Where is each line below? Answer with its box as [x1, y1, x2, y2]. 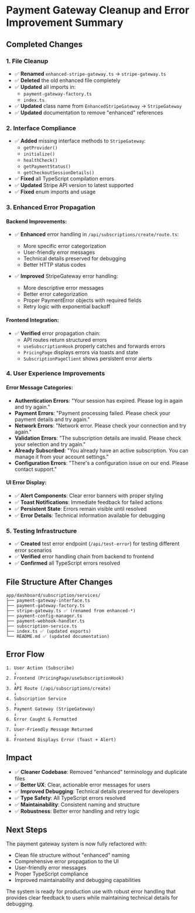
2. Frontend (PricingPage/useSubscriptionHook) [6, 675, 125, 681]
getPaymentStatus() [23, 164, 71, 170]
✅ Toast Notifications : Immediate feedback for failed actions [14, 498, 163, 505]
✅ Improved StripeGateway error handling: [14, 273, 118, 280]
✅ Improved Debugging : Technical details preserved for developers [14, 788, 180, 795]
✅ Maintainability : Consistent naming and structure [14, 801, 140, 808]
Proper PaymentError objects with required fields [23, 297, 142, 304]
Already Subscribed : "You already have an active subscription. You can [14, 447, 189, 454]
